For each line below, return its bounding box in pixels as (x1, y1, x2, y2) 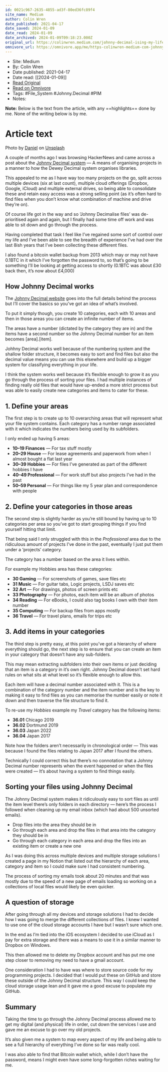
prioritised (5, 216, 26, 222)
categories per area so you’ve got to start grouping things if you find (5, 521, 146, 527)
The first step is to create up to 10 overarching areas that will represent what (5, 415, 162, 421)
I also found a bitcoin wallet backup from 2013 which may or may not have (5, 251, 158, 258)
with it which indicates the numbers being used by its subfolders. (5, 426, 139, 432)
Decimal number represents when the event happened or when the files (5, 763, 153, 769)
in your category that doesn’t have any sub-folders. (5, 651, 111, 657)
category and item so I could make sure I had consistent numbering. (5, 863, 145, 869)
